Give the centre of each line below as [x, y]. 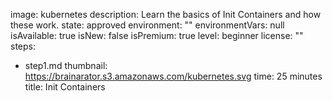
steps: [23, 46]
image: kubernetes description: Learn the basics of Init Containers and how [166, 14]
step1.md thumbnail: [66, 65]
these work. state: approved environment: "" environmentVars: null [147, 25]
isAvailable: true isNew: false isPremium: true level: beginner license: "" [157, 35]
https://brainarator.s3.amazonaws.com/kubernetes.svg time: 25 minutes [173, 76]
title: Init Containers [65, 87]
